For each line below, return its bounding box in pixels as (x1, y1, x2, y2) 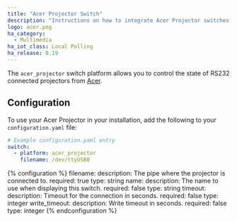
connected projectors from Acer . (7, 76, 103, 85)
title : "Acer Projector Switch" (7, 10, 103, 18)
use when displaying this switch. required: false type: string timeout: (7, 184, 207, 192)
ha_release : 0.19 (7, 50, 59, 57)
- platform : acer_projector (13, 149, 97, 157)
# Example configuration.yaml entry (7, 137, 115, 144)
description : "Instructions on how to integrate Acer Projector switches (7, 17, 230, 24)
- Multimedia (13, 37, 52, 44)
